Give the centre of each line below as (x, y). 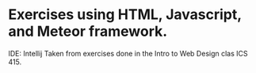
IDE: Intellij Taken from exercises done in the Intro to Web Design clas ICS (128, 53)
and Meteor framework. (88, 31)
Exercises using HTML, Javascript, (125, 15)
